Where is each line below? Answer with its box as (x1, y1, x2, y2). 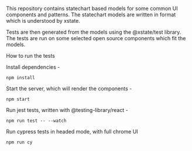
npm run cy (6, 139, 33, 145)
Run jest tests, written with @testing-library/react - (6, 107, 129, 113)
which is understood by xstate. (6, 17, 81, 24)
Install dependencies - (6, 64, 60, 71)
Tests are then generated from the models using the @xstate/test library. (6, 29, 181, 36)
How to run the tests (6, 52, 56, 59)
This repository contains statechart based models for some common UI (6, 5, 178, 12)
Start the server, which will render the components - (6, 85, 132, 92)
